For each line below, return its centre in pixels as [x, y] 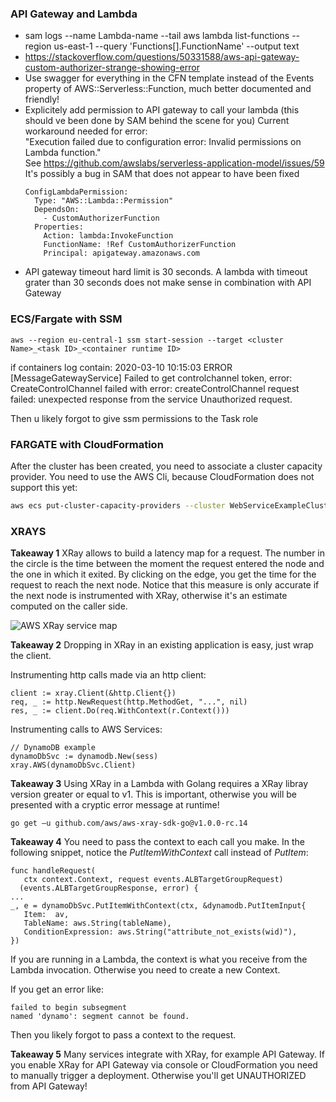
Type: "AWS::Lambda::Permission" [104, 201]
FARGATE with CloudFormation [87, 444]
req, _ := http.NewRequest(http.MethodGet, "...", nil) [129, 702]
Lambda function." [63, 153]
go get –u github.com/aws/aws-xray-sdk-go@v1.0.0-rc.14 [129, 823]
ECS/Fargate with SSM [66, 319]
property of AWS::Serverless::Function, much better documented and [168, 89]
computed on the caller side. [69, 606]
